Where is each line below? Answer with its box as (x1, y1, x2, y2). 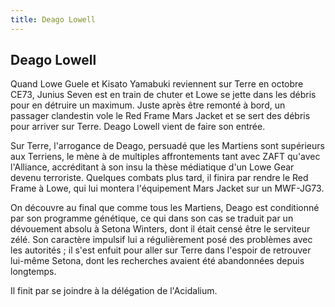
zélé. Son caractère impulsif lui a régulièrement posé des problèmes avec (10, 234, 313, 246)
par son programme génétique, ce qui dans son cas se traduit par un (10, 212, 294, 225)
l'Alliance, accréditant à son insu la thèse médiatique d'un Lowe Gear (10, 161, 295, 173)
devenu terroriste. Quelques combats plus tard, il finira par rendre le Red (10, 172, 309, 184)
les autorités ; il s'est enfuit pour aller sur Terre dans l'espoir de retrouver (10, 244, 312, 256)
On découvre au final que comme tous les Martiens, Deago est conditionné (10, 202, 320, 214)
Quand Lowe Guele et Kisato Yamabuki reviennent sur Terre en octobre (10, 78, 304, 90)
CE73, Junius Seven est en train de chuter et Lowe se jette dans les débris (10, 89, 317, 101)
